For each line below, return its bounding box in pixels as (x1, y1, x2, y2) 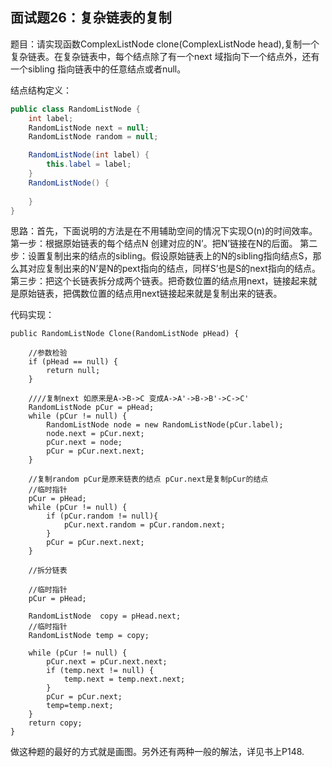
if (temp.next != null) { (46, 666, 155, 676)
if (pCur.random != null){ (46, 511, 159, 522)
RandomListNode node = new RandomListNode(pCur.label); (46, 420, 284, 430)
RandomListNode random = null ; (28, 132, 159, 142)
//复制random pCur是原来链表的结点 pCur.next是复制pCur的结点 (28, 474, 269, 485)
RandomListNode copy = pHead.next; (28, 611, 182, 622)
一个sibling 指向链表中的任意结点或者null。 (10, 63, 187, 75)
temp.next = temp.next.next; (63, 674, 186, 685)
